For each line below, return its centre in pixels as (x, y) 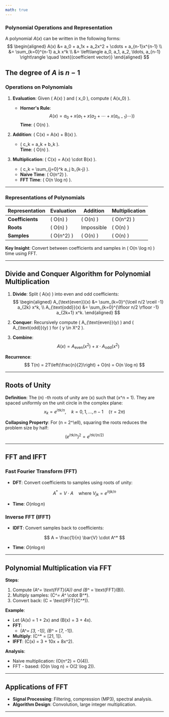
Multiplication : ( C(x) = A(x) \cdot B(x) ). (54, 160)
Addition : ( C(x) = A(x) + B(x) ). (45, 134)
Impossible (94, 227)
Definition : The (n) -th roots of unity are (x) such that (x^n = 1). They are (80, 397)
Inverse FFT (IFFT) (28, 517)
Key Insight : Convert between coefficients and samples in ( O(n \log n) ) (80, 248)
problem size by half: (27, 428)
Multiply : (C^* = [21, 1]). (37, 636)
